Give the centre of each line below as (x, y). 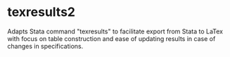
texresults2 (41, 12)
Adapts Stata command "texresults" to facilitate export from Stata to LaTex (115, 31)
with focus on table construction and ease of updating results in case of (111, 38)
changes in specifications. (45, 46)
